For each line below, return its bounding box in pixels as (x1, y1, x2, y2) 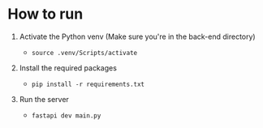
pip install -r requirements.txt (31, 80, 145, 88)
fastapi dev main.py (31, 111, 101, 120)
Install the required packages (19, 62, 117, 73)
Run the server (19, 94, 70, 104)
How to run (7, 5, 84, 23)
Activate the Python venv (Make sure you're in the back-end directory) (19, 32, 257, 41)
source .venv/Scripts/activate (31, 49, 138, 57)
